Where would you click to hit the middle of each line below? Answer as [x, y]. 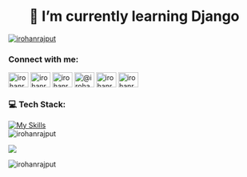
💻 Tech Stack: [37, 105]
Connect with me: [44, 59]
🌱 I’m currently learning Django [134, 16]
